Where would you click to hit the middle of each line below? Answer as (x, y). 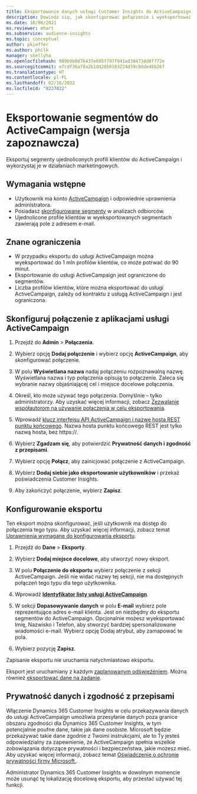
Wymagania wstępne (46, 184)
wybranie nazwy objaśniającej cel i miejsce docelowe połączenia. (94, 384)
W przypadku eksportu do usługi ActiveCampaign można (84, 256)
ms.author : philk (27, 50)
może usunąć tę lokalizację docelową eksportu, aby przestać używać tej (94, 779)
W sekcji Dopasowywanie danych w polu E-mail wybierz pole (91, 606)
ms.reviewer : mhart (30, 28)
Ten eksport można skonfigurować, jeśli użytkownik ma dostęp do (86, 523)
